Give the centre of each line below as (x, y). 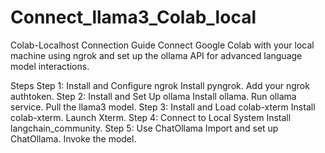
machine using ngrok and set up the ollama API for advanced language (156, 55)
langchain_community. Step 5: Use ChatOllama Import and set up (144, 128)
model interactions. (50, 66)
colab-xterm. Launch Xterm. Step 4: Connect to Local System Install (151, 117)
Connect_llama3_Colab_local (133, 17)
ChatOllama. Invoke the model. (73, 138)
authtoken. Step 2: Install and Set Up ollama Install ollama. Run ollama (153, 96)
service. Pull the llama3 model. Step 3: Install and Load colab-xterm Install (163, 107)
